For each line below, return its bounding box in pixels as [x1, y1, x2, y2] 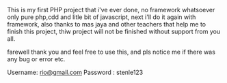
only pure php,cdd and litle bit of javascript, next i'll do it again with [7, 13, 196, 21]
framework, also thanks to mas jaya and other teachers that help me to [7, 20, 206, 28]
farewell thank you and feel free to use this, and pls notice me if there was [7, 48, 215, 56]
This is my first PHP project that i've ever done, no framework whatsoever [7, 6, 215, 14]
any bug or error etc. [7, 55, 66, 63]
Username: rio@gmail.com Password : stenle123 [7, 68, 144, 76]
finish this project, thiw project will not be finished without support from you [7, 27, 221, 35]
